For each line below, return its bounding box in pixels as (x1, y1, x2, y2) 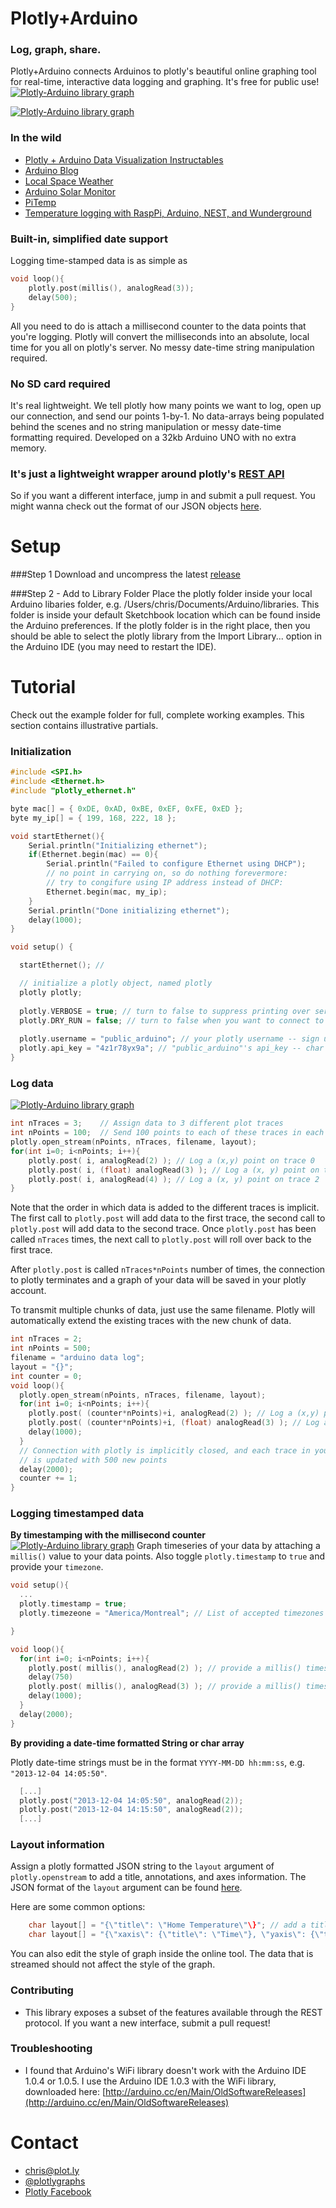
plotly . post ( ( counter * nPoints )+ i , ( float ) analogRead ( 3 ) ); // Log (28, 1418, 320, 1428)
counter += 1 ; (19, 1473, 78, 1484)
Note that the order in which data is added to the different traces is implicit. (10, 1202, 320, 1214)
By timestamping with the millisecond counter (10, 1529, 206, 1541)
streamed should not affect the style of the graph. (10, 1958, 216, 1971)
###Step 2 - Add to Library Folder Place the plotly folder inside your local (10, 588, 313, 600)
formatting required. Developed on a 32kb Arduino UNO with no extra (10, 431, 297, 443)
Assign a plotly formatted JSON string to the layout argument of (10, 1860, 275, 1872)
